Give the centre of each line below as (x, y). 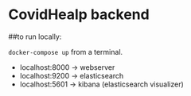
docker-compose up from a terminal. (66, 52)
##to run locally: (35, 36)
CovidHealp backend (79, 15)
